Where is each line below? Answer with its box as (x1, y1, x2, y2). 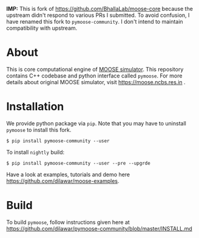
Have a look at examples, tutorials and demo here (6, 171, 130, 178)
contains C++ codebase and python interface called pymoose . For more (6, 72, 183, 79)
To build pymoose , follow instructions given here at (6, 218, 130, 226)
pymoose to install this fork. (6, 126, 72, 133)
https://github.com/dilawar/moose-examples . (6, 177, 120, 184)
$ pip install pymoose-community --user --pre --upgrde (6, 160, 150, 166)
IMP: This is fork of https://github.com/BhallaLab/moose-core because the (6, 5, 193, 12)
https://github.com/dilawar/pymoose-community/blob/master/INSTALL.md (6, 225, 192, 232)
